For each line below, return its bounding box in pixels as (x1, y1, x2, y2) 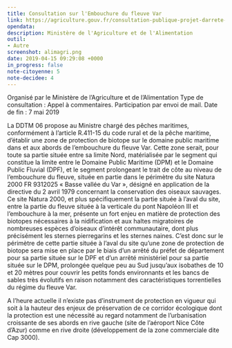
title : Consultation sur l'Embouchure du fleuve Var (7, 10, 162, 17)
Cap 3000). (7, 333, 40, 342)
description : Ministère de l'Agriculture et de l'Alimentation (7, 29, 193, 37)
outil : (7, 36, 26, 43)
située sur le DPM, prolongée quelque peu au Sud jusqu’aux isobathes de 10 (7, 261, 224, 270)
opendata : (7, 23, 36, 30)
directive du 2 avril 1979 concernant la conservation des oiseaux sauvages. (7, 187, 222, 196)
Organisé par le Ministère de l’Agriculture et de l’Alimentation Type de (7, 93, 204, 102)
